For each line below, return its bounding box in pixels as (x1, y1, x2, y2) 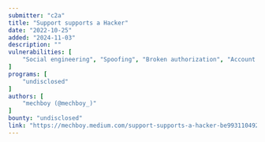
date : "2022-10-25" (8, 26, 73, 34)
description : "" (8, 41, 62, 49)
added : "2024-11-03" (8, 33, 77, 42)
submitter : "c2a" (8, 11, 65, 20)
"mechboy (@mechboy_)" (22, 99, 97, 107)
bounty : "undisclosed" (8, 114, 83, 122)
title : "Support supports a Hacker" (8, 19, 129, 27)
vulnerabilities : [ (8, 48, 73, 56)
